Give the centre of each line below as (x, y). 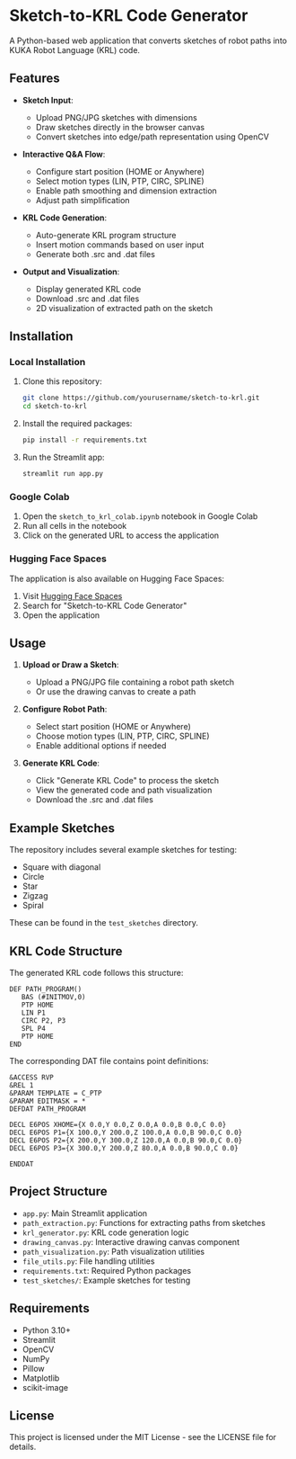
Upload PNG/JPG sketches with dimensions (116, 117)
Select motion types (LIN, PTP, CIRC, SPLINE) (120, 181)
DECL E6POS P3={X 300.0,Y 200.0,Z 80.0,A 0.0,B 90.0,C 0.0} (124, 1148)
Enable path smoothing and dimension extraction (126, 191)
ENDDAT (22, 1164)
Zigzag (35, 896)
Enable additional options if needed (101, 746)
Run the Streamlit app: (63, 457)
